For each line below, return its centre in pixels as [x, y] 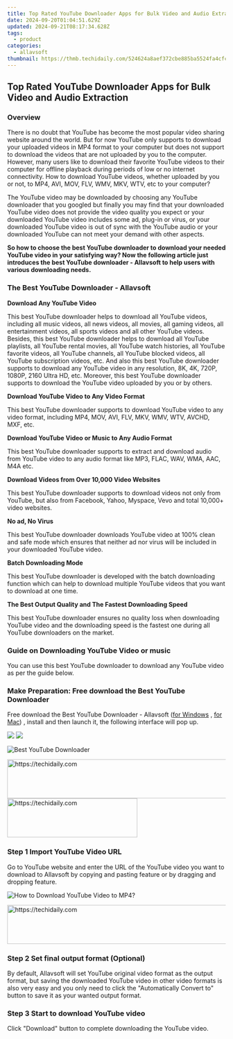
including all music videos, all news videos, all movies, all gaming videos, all [115, 324]
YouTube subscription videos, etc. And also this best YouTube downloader [113, 361]
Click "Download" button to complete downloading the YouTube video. [108, 1029]
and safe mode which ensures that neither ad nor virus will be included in [112, 542]
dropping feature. [32, 882]
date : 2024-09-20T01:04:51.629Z [54, 20]
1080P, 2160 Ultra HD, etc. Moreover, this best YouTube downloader [104, 375]
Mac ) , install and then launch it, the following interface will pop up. [103, 722]
